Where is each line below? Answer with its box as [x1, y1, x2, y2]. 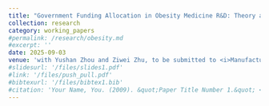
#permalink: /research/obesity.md [8, 33, 124, 42]
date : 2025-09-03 [8, 49, 66, 57]
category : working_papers [8, 26, 94, 34]
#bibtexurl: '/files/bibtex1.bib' [8, 78, 124, 86]
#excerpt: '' [8, 41, 52, 49]
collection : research [8, 19, 81, 27]
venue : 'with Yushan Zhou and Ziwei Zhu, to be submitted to [8, 57, 217, 65]
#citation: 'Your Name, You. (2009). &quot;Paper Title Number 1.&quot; [8, 85, 256, 94]
